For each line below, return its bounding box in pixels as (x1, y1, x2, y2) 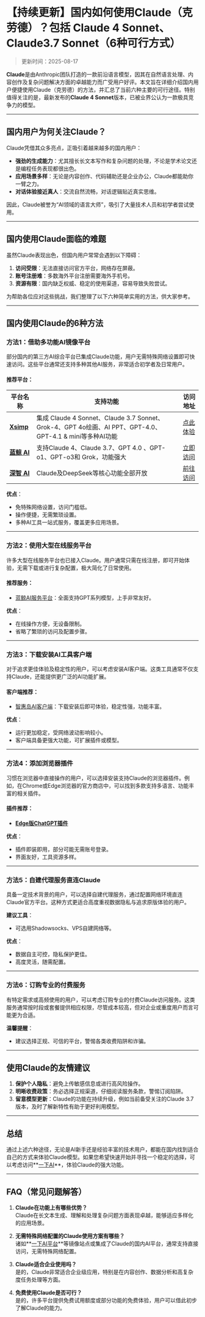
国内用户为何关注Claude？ (6, 127, 107, 137)
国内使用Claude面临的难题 (6, 234, 107, 244)
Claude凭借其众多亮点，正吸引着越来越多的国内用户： (6, 144, 142, 151)
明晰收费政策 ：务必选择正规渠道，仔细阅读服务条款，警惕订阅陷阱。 (15, 1088, 187, 1095)
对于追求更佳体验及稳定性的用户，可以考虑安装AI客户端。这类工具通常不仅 (6, 665, 193, 673)
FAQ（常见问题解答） (6, 1187, 87, 1197)
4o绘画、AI (78, 423, 110, 432)
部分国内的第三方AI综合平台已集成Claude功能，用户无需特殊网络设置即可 (6, 353, 190, 360)
